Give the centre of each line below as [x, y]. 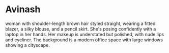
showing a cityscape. [27, 45]
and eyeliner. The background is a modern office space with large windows [84, 40]
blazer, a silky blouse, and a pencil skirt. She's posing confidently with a [81, 29]
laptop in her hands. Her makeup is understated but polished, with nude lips [85, 34]
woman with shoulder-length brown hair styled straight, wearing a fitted [80, 23]
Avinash [23, 9]
